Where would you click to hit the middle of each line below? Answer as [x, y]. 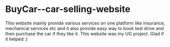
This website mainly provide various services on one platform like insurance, [85, 23]
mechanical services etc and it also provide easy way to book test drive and [84, 28]
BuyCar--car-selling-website [68, 9]
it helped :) [16, 39]
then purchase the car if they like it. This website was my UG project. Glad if [84, 33]
